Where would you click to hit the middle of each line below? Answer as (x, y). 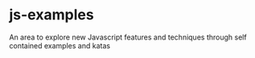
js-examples (52, 15)
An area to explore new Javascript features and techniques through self (128, 37)
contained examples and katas (60, 45)
